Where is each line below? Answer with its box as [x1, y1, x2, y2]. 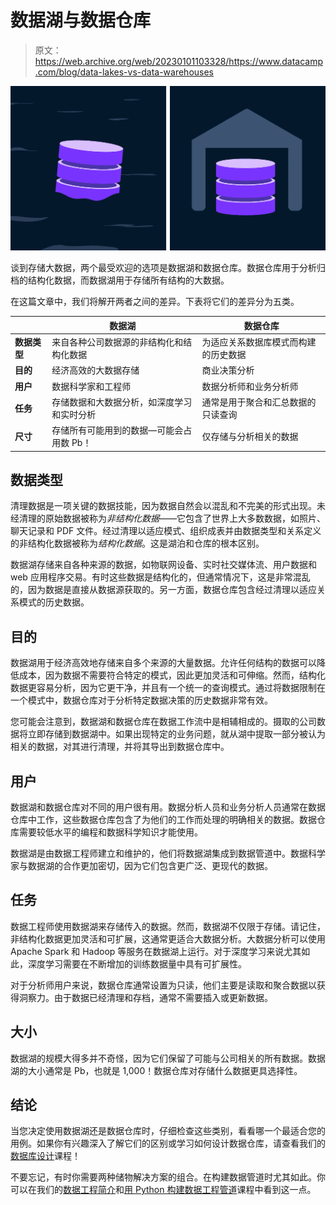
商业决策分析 [201, 364, 255, 376]
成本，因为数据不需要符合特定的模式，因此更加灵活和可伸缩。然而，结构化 [18, 669, 326, 681]
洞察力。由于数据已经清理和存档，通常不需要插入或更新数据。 [18, 991, 273, 1003]
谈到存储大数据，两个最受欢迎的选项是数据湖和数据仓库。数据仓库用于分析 [10, 262, 317, 274]
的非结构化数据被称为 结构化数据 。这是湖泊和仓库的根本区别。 [10, 537, 265, 550]
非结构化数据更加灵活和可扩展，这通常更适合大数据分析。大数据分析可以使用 [10, 932, 326, 945]
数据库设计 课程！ [10, 1150, 81, 1162]
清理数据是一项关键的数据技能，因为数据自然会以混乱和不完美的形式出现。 [10, 500, 317, 512]
